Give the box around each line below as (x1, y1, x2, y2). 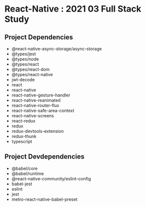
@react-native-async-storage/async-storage (11, 46, 102, 51)
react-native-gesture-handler (11, 92, 71, 98)
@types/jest (11, 51, 36, 57)
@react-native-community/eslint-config (11, 175, 91, 181)
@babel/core (11, 165, 38, 171)
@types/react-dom (11, 66, 50, 72)
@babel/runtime (11, 171, 44, 176)
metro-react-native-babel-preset (11, 196, 78, 202)
